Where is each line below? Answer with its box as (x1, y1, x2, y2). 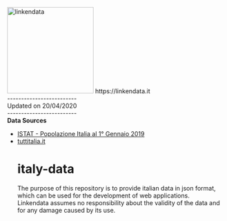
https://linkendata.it (95, 87, 150, 95)
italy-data (17, 162, 75, 177)
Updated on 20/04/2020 (7, 102, 77, 110)
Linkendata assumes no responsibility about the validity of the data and (17, 198, 221, 206)
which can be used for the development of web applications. (17, 191, 190, 200)
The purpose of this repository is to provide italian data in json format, (17, 184, 216, 192)
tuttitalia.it (17, 137, 46, 145)
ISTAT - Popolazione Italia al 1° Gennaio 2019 (17, 130, 145, 137)
